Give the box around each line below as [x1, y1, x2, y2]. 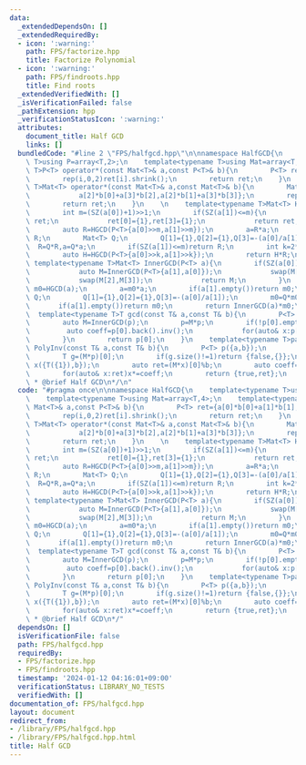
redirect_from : [9, 716, 67, 725]
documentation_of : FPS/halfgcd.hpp [9, 699, 145, 709]
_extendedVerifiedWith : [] [17, 89, 120, 98]
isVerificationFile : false [17, 631, 120, 640]
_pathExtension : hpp [17, 107, 96, 116]
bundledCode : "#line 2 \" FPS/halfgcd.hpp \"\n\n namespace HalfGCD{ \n [17, 148, 283, 158]
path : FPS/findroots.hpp [25, 73, 120, 82]
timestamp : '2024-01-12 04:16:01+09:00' [17, 674, 173, 683]
